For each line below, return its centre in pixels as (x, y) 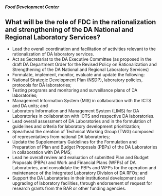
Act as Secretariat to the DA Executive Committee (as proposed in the (82, 59)
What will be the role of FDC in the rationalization (81, 22)
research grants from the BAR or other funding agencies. (69, 188)
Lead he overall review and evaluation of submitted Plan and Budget (80, 158)
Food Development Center (32, 7)
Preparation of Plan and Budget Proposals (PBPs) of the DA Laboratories (85, 147)
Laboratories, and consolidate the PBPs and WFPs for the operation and (84, 168)
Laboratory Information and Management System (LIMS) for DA (76, 111)
